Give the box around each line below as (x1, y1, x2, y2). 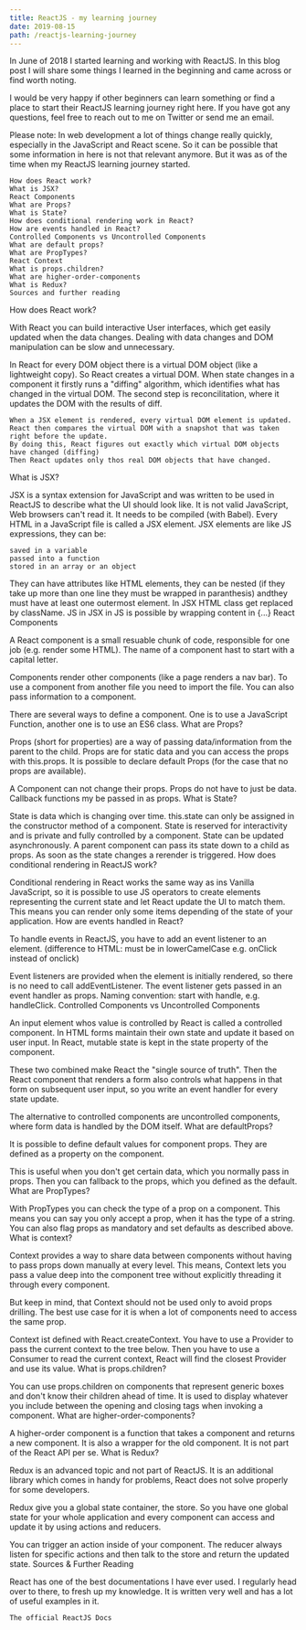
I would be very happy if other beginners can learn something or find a (9, 92, 276, 103)
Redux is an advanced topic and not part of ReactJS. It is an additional (9, 1465, 274, 1476)
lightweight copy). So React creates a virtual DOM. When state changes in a (9, 369, 295, 380)
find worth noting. (9, 75, 77, 86)
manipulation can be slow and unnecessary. (9, 342, 175, 353)
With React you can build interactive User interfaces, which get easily (9, 322, 271, 334)
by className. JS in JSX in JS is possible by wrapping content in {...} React (9, 607, 295, 618)
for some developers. (9, 1485, 90, 1496)
